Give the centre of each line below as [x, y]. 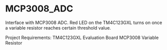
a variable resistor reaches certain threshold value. [58, 27]
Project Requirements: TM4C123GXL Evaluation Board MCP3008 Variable [82, 37]
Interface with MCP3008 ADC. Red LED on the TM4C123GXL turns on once [84, 22]
